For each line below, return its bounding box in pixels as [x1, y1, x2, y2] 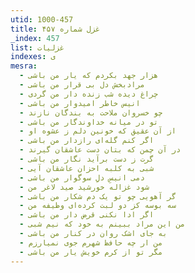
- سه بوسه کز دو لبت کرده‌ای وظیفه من [19, 201, 177, 211]
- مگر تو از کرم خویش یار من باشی [19, 247, 163, 257]
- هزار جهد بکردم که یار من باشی [19, 71, 159, 81]
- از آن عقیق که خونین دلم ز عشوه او [19, 126, 177, 136]
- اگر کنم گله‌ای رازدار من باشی [19, 136, 155, 146]
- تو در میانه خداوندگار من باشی [19, 117, 159, 127]
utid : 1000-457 [10, 14, 74, 25]
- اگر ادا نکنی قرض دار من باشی [19, 210, 155, 220]
